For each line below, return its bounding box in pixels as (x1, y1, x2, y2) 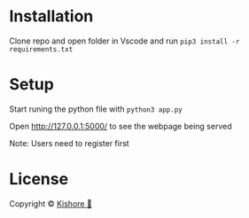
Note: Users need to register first (9, 137, 130, 148)
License (9, 169, 69, 190)
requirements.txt (9, 44, 74, 54)
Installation (9, 6, 94, 27)
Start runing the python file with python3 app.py (9, 104, 183, 114)
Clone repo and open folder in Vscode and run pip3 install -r (9, 35, 240, 46)
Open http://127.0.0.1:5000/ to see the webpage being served (9, 121, 232, 131)
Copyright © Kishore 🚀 (9, 198, 93, 209)
